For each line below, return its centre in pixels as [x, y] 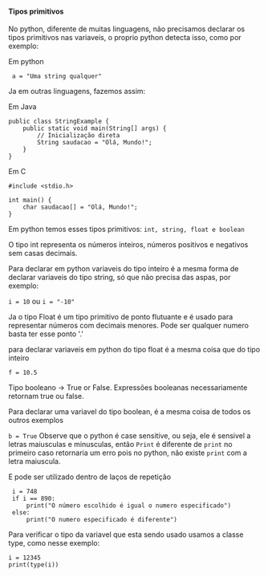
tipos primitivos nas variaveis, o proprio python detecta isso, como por [125, 38]
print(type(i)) [34, 565]
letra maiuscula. [35, 461]
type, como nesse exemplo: [54, 543]
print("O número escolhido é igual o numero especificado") [128, 506]
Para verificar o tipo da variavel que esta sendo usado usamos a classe [126, 534]
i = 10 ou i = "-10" [41, 302]
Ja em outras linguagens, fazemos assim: [77, 91]
